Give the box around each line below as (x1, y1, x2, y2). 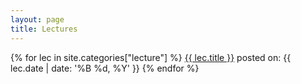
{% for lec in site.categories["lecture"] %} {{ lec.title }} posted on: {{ (10, 51, 292, 63)
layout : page (10, 14, 65, 25)
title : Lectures (10, 24, 78, 34)
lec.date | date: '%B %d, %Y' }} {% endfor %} (10, 62, 200, 74)
